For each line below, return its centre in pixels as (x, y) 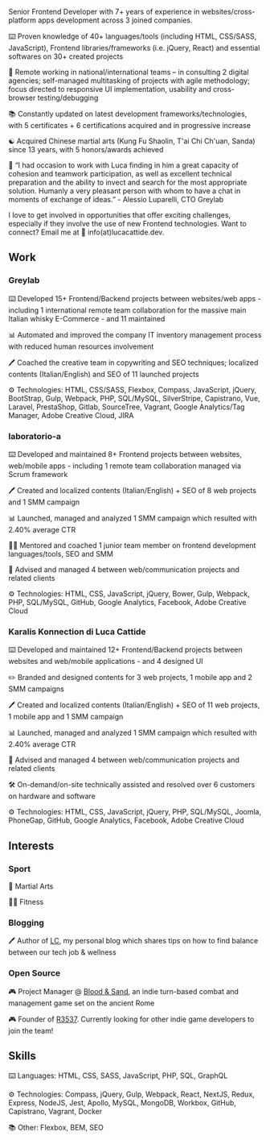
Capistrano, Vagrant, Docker (55, 1112)
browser (22, 97)
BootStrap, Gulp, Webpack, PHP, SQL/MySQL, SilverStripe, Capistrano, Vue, (134, 398)
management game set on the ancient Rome (82, 1003)
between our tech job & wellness (62, 952)
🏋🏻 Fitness (26, 902)
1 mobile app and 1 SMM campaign (66, 717)
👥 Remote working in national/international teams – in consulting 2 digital (129, 72)
